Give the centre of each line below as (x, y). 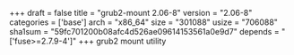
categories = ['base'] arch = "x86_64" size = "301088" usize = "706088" (143, 22)
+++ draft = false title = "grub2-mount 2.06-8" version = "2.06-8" (131, 13)
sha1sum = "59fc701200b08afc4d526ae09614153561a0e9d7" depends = (144, 31)
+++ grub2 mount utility (122, 41)
